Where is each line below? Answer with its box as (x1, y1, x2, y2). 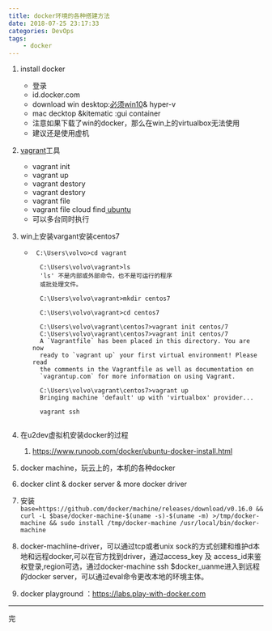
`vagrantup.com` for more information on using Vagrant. (39, 373, 236, 381)
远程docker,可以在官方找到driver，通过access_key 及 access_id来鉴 (34, 552, 261, 561)
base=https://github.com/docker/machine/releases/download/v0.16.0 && (19, 505, 264, 514)
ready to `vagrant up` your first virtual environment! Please (39, 351, 257, 360)
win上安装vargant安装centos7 (19, 231, 120, 241)
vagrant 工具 (19, 146, 61, 155)
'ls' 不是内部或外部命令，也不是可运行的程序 (39, 272, 172, 280)
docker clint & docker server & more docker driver (19, 479, 188, 489)
